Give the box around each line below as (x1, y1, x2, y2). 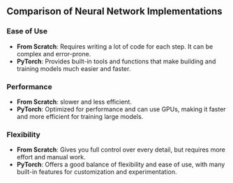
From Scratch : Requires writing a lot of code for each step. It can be (16, 42, 213, 51)
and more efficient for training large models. (16, 112, 144, 120)
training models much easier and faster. (16, 64, 131, 72)
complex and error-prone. (16, 49, 91, 58)
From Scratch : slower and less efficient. (16, 97, 132, 106)
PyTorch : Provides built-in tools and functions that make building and (16, 57, 216, 65)
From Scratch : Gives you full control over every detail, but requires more (16, 145, 226, 154)
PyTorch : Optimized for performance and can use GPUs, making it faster (16, 104, 226, 113)
